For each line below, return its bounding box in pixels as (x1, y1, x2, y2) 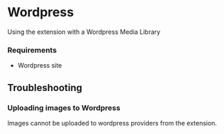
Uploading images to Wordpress (7, 103, 121, 113)
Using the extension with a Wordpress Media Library (7, 28, 161, 36)
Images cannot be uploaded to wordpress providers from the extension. (7, 118, 218, 127)
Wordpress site (17, 61, 62, 70)
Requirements (7, 45, 57, 55)
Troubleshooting (7, 82, 83, 94)
